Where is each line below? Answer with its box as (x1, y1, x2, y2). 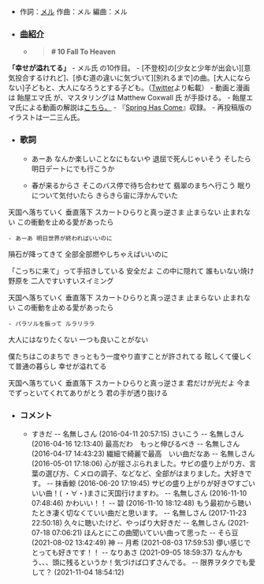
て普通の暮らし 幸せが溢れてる (8, 361, 107, 371)
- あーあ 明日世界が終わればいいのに (8, 234, 113, 243)
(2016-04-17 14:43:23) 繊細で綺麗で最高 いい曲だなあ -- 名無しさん (31, 449, 255, 458)
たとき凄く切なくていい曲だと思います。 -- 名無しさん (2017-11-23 (31, 508, 247, 518)
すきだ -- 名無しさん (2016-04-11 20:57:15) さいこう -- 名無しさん (31, 429, 244, 439)
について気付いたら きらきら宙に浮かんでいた (31, 190, 179, 200)
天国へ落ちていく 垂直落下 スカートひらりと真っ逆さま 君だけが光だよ (8, 378, 235, 387)
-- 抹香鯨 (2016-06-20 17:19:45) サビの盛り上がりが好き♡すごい (46, 478, 256, 488)
